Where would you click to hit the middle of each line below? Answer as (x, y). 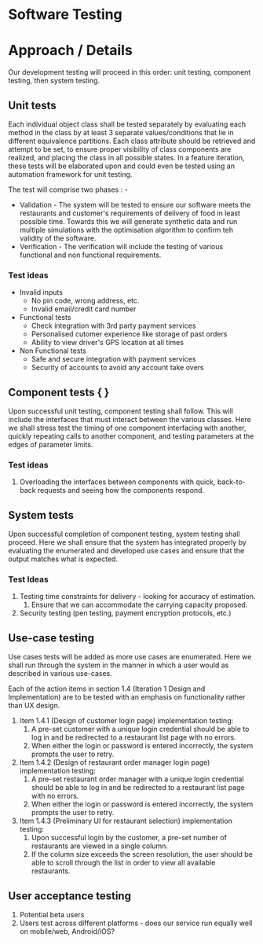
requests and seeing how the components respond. (121, 490)
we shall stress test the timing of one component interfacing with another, (127, 428)
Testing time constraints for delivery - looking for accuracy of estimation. (137, 597)
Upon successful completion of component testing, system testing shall (124, 534)
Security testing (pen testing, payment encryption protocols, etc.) (125, 613)
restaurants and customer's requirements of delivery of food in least (130, 213)
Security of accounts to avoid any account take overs (117, 368)
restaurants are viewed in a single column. (100, 846)
